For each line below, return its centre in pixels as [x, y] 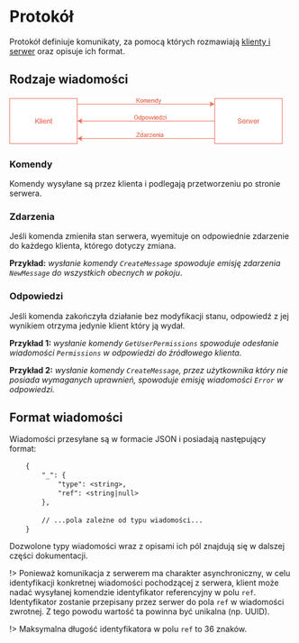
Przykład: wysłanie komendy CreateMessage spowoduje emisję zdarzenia [145, 263]
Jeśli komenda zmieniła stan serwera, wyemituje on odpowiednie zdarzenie [149, 236]
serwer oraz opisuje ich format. [68, 51]
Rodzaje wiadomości [69, 80]
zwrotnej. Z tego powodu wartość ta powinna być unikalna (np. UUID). [140, 611]
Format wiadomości [66, 418]
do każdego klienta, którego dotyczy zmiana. [93, 246]
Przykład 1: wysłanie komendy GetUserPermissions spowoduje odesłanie [144, 343]
